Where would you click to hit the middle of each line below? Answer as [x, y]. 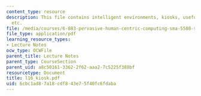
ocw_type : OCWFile [29, 51]
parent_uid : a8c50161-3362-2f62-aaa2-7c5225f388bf [71, 67]
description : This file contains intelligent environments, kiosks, [93, 17]
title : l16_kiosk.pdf [33, 78]
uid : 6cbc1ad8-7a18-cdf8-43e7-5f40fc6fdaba [61, 84]
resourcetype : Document [36, 73]
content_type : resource [36, 12]
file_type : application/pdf [41, 34]
